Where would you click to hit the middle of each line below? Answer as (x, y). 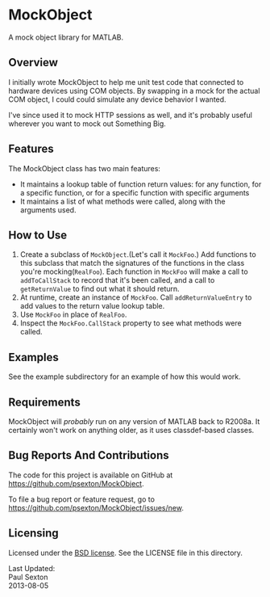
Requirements (44, 402)
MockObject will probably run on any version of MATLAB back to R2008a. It (134, 421)
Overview (33, 63)
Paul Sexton (28, 577)
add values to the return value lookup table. (92, 306)
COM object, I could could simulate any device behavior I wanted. (118, 99)
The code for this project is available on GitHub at (91, 475)
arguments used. (48, 210)
